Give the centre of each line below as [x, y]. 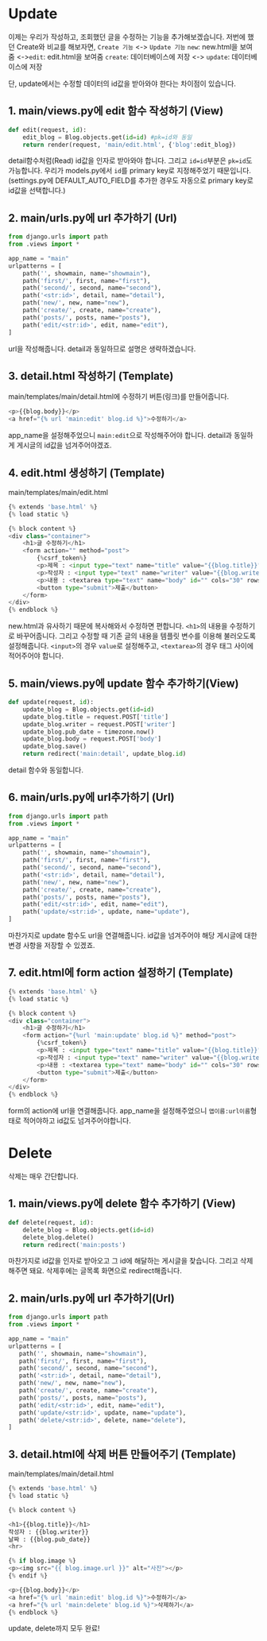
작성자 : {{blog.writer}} [48, 1532]
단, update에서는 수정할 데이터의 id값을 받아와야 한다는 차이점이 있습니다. [122, 83]
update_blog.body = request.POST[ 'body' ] [92, 739]
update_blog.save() [55, 747]
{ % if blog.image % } [43, 1561]
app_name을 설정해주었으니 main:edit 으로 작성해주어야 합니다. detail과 [120, 435]
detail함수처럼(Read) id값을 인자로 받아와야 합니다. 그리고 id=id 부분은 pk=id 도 [130, 161]
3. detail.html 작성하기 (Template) [91, 375]
